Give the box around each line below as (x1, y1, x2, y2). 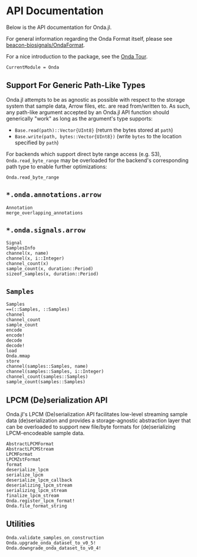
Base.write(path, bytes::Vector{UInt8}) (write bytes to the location (14, 132, 182, 140)
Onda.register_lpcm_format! (6, 498, 75, 504)
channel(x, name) (6, 250, 49, 257)
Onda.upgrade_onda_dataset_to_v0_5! (6, 540, 96, 546)
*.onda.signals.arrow (6, 226, 86, 234)
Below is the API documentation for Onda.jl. (6, 24, 112, 31)
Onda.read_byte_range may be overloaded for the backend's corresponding (6, 157, 189, 164)
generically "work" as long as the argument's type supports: (6, 115, 153, 122)
